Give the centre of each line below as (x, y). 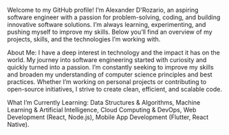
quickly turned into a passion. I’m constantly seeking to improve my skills (111, 67)
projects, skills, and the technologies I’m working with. (84, 39)
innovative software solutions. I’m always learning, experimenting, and (107, 24)
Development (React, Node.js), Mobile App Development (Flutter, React (108, 117)
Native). (18, 124)
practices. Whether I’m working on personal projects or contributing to (107, 82)
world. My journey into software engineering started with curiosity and (107, 60)
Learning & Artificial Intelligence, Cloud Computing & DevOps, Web (102, 110)
